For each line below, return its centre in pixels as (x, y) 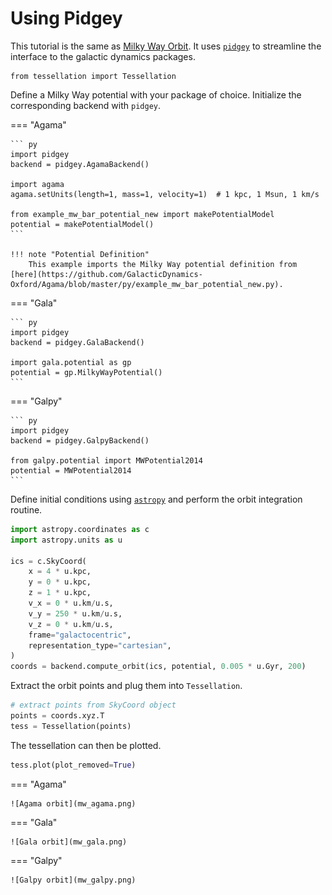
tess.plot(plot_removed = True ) (73, 765)
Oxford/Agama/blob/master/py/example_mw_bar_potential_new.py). (147, 284)
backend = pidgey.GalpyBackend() (80, 440)
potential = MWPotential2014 (71, 470)
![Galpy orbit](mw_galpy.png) (73, 880)
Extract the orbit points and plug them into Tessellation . (126, 686)
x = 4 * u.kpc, (60, 572)
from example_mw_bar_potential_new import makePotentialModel (142, 214)
